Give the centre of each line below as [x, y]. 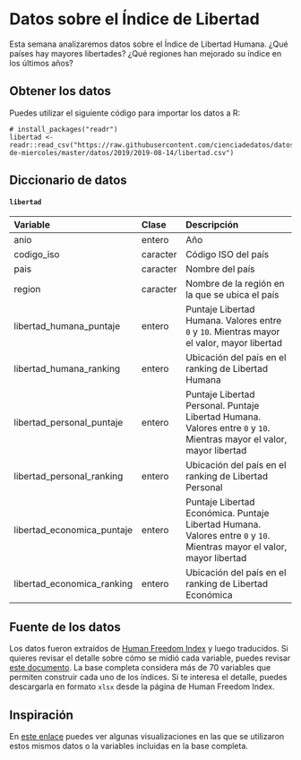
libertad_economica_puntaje [73, 531]
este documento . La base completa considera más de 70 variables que [140, 668]
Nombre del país [220, 269]
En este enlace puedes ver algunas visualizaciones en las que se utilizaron [147, 736]
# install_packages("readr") [64, 129]
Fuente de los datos [65, 627]
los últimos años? [42, 63]
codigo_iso [37, 255]
